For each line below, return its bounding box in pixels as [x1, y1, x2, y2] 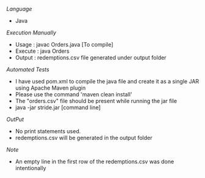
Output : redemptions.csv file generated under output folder [15, 54, 166, 61]
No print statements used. [15, 128, 81, 134]
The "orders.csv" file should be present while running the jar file [15, 98, 177, 104]
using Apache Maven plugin [15, 84, 86, 91]
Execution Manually [6, 29, 56, 36]
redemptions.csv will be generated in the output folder [15, 134, 153, 141]
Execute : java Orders [15, 47, 70, 55]
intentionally [15, 164, 47, 171]
